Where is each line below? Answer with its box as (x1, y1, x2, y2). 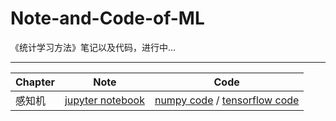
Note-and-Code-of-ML (10, 7, 205, 30)
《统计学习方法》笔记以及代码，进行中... (10, 41, 177, 53)
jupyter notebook (64, 93, 145, 107)
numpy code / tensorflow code (154, 93, 300, 107)
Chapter (15, 75, 55, 89)
